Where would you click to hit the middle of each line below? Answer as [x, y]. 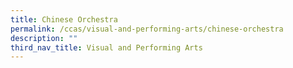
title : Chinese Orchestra [64, 19]
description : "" [44, 38]
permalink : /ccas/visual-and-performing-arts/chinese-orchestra [147, 29]
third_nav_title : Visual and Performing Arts [106, 47]
